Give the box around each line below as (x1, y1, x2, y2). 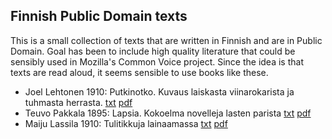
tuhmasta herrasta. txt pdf (24, 96, 133, 108)
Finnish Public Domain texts (10, 8, 188, 25)
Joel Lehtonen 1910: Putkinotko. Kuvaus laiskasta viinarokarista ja (24, 85, 295, 98)
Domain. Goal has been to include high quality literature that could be (10, 45, 296, 57)
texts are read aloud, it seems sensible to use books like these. (10, 66, 269, 78)
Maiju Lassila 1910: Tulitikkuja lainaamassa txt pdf (24, 117, 228, 129)
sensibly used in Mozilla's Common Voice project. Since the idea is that (10, 55, 304, 68)
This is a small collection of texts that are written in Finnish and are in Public (10, 34, 323, 46)
